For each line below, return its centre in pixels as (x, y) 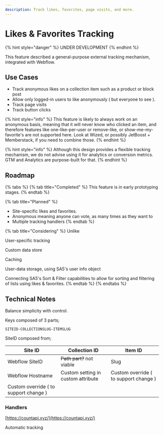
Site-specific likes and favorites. (44, 211)
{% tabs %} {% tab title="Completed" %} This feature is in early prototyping (82, 187)
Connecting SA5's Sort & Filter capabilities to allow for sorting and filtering (80, 279)
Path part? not (77, 359)
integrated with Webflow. (30, 62)
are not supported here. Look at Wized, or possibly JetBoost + (88, 135)
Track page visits (29, 105)
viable (68, 365)
